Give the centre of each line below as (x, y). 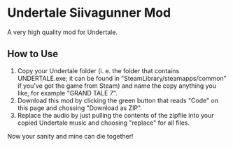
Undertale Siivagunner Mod (89, 13)
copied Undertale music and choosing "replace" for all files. (104, 123)
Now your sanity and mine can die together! (70, 136)
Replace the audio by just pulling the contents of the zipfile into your (116, 115)
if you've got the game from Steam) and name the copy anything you (117, 86)
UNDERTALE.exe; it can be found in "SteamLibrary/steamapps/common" (122, 78)
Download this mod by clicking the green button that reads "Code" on (118, 100)
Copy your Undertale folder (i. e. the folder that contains (98, 70)
